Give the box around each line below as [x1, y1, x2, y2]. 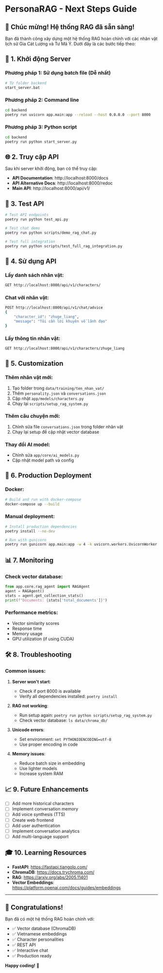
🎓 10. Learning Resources [5, 848, 87, 857]
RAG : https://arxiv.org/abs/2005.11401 [12, 874, 88, 880]
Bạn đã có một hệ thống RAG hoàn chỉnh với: [5, 916, 95, 922]
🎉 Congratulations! [5, 903, 63, 911]
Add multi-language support [12, 833, 69, 839]
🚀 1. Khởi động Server [5, 55, 71, 63]
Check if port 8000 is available [19, 688, 81, 694]
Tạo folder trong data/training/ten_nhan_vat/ [12, 385, 104, 391]
